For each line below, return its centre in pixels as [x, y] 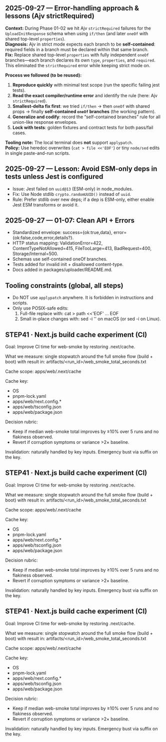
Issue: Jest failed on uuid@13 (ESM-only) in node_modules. [73, 189]
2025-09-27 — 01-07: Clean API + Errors [70, 221]
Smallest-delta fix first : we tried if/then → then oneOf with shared [81, 106]
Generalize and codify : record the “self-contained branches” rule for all [86, 117]
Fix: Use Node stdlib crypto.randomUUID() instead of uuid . [72, 194]
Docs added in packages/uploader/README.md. [62, 270]
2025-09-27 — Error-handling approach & [72, 8]
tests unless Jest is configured [54, 177]
